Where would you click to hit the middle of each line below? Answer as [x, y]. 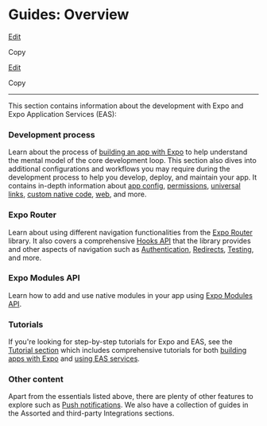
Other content [36, 379]
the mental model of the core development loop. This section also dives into [132, 161]
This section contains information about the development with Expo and [126, 106]
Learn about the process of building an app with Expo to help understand [128, 152]
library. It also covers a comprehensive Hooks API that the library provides [130, 241]
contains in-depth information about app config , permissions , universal [124, 186]
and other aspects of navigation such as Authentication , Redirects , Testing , [131, 249]
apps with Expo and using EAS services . [74, 358]
